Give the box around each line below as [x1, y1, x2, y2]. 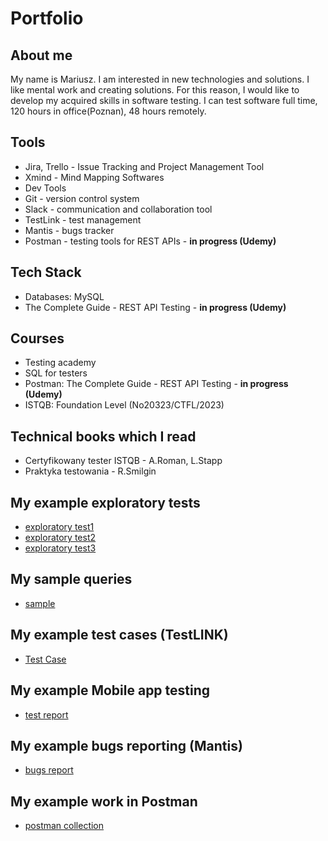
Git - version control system [24, 192, 140, 204]
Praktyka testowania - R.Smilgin [24, 465, 157, 477]
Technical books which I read [10, 428, 197, 445]
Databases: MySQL [24, 290, 105, 302]
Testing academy [24, 357, 97, 369]
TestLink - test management [24, 213, 142, 226]
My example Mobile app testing [10, 682, 211, 699]
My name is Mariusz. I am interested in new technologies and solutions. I [10, 73, 310, 85]
